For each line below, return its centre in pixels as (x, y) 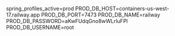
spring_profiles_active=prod (40, 9)
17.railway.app (23, 15)
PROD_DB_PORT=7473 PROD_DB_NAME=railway (100, 15)
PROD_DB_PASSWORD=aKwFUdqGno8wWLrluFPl (67, 21)
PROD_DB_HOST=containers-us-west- (122, 9)
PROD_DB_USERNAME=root (40, 27)
